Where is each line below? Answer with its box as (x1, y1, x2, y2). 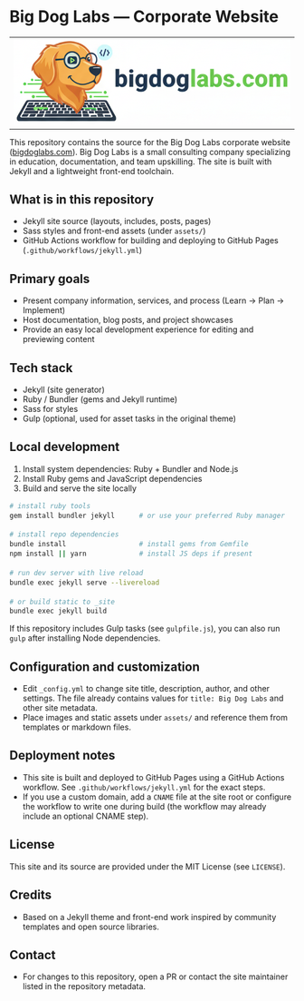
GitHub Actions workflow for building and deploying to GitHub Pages (22, 235, 279, 246)
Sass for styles (22, 403, 79, 414)
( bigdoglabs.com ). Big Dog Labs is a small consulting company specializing (9, 146, 291, 157)
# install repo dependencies (9, 530, 119, 539)
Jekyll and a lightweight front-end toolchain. (9, 165, 175, 176)
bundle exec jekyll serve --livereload (9, 578, 160, 587)
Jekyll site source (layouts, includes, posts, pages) (22, 216, 212, 227)
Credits (9, 888, 52, 903)
